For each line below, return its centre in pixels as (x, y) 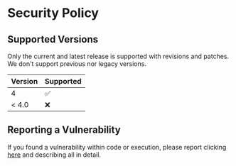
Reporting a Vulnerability (64, 130)
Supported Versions (53, 39)
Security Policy (53, 13)
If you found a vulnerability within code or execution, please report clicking (117, 147)
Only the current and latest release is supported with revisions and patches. (118, 56)
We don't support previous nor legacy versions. (77, 64)
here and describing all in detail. (54, 155)
